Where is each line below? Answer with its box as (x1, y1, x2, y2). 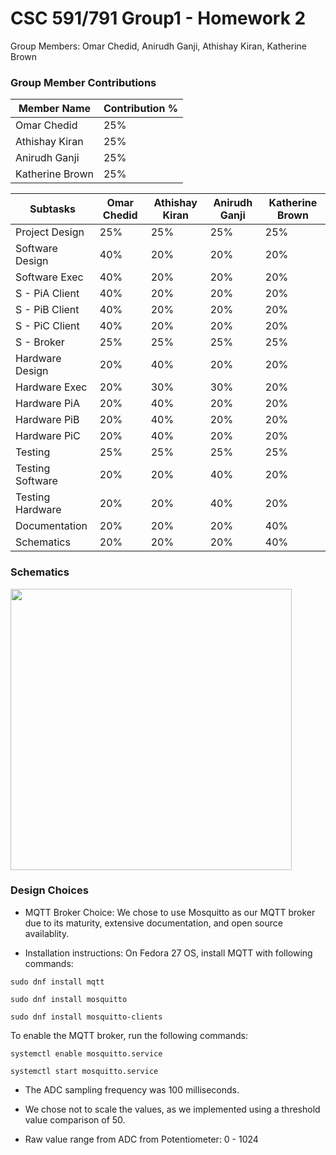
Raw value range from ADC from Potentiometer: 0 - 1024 (24, 1133, 259, 1145)
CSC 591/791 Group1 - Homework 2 (10, 7, 307, 30)
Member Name (18, 102, 92, 116)
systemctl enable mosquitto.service (10, 1048, 163, 1059)
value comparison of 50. (24, 1113, 126, 1126)
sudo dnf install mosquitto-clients (10, 1012, 163, 1022)
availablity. (24, 927, 70, 939)
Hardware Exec (15, 380, 88, 394)
